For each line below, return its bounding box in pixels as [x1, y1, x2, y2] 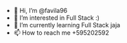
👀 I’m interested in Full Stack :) [13, 14, 100, 22]
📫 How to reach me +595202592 [13, 29, 110, 37]
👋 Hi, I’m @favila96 [13, 7, 68, 14]
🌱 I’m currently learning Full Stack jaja [13, 21, 121, 29]
